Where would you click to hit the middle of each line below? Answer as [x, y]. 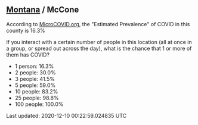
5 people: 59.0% [35, 85]
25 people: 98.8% [37, 98]
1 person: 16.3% [34, 66]
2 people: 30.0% [35, 72]
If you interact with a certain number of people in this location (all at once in [99, 42]
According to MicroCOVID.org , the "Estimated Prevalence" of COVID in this [98, 24]
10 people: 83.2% [36, 91]
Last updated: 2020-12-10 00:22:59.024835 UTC [66, 115]
